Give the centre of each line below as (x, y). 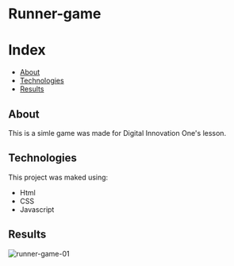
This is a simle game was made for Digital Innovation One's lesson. (117, 133)
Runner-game (55, 14)
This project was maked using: (58, 177)
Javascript (37, 209)
